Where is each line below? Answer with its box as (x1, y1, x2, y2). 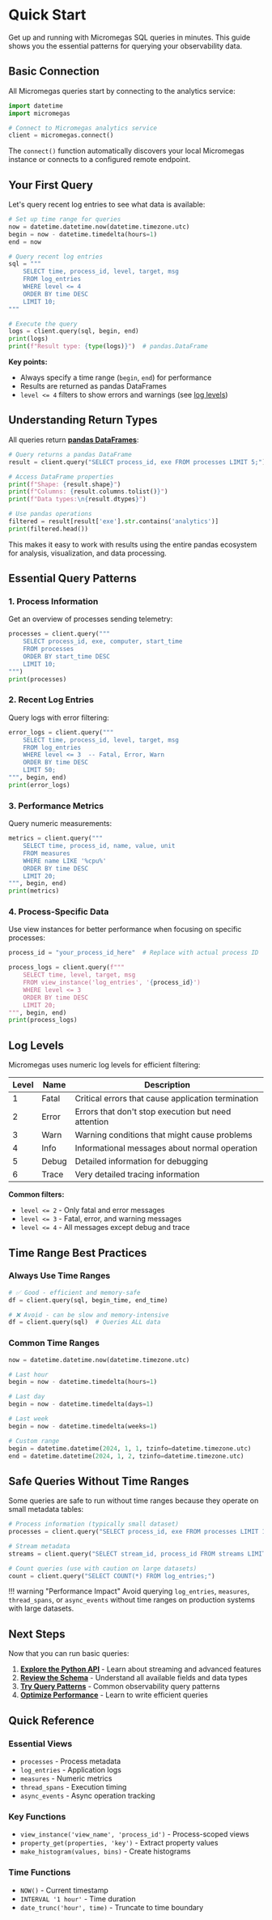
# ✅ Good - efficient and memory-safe (8, 1288, 141, 1296)
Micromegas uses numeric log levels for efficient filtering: (8, 1060, 201, 1070)
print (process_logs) (8, 1016, 79, 1024)
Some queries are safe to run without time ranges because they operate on (8, 1496, 259, 1505)
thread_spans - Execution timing (19, 1782, 127, 1791)
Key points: (8, 357, 48, 367)
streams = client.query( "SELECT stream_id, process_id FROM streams (8, 1549, 244, 1558)
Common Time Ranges (8, 1338, 100, 1349)
